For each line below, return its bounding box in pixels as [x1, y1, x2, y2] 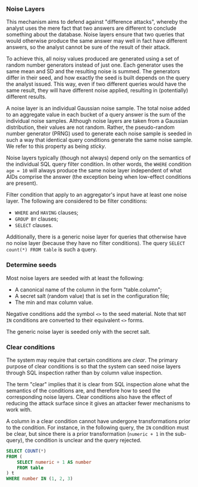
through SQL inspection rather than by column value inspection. [6, 369, 163, 376]
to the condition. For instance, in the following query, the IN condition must [6, 424, 189, 431]
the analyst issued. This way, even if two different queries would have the [6, 80, 186, 88]
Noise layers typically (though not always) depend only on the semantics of [6, 154, 191, 162]
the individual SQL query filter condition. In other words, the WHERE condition [6, 160, 192, 168]
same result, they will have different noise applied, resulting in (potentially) [6, 87, 188, 94]
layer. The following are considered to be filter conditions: [6, 197, 147, 204]
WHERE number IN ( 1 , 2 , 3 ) [6, 476, 73, 482]
